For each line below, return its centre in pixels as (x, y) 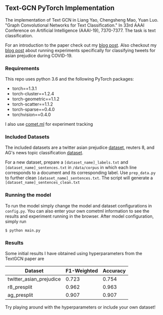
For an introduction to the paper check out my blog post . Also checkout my (81, 45)
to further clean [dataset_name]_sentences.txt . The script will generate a (79, 178)
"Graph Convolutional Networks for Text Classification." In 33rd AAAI (75, 25)
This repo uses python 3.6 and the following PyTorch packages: (69, 79)
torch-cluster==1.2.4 (33, 94)
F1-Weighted (82, 271)
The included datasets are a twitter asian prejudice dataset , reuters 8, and (80, 147)
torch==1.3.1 (24, 88)
